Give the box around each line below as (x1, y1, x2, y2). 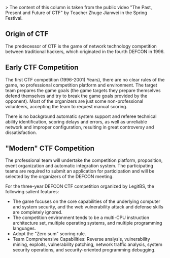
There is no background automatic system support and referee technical (5, 113, 157, 119)
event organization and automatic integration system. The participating (5, 163, 154, 169)
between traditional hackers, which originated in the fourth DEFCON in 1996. (5, 48, 165, 55)
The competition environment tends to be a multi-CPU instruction (12, 214, 150, 221)
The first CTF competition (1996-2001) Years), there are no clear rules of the (5, 76, 165, 82)
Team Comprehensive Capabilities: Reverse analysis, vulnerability (12, 236, 151, 242)
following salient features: (5, 189, 59, 195)
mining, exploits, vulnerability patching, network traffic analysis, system (12, 241, 162, 247)
